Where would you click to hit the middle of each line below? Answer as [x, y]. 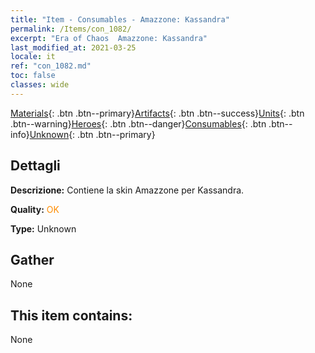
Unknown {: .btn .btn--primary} [92, 134]
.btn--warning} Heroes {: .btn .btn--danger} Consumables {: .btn [138, 123]
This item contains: [71, 315]
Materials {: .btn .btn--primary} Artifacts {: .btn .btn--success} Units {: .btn [157, 113]
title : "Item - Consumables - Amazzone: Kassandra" [120, 19]
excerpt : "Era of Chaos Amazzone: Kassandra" [109, 38]
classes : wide [40, 85]
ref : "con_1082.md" [51, 66]
